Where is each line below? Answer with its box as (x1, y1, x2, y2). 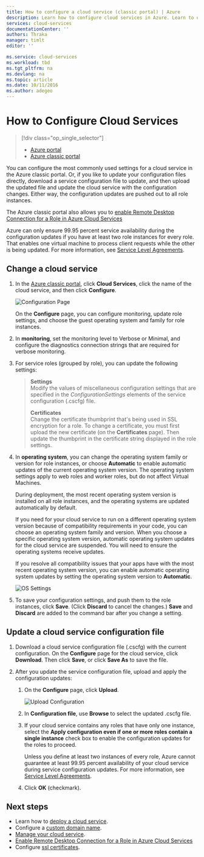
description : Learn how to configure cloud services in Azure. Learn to (6, 15, 194, 21)
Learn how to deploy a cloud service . (15, 817, 108, 825)
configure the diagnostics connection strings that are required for (15, 341, 179, 348)
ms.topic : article (6, 77, 53, 83)
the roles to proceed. (24, 741, 77, 748)
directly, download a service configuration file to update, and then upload (6, 177, 190, 185)
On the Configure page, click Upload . (24, 686, 120, 693)
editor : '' (6, 43, 34, 49)
